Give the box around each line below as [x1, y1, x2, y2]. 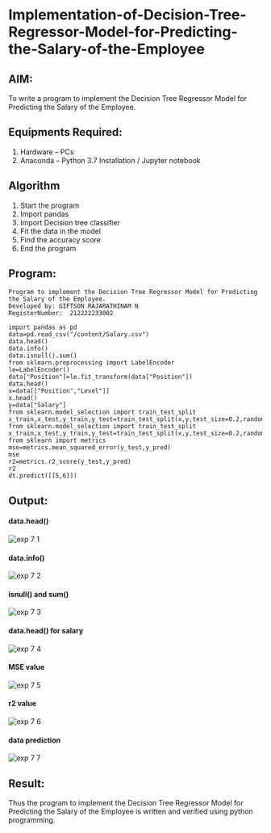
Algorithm [8, 179, 60, 193]
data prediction [8, 735, 61, 745]
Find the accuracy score [19, 234, 101, 244]
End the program [19, 243, 77, 253]
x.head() [8, 394, 38, 402]
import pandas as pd [8, 323, 78, 332]
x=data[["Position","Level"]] [8, 387, 110, 395]
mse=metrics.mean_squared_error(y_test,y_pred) [8, 444, 172, 452]
